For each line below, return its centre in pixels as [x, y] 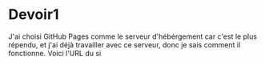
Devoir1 [34, 15]
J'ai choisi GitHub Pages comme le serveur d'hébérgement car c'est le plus [133, 36]
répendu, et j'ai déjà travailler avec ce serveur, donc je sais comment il [124, 44]
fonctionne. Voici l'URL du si [55, 53]
